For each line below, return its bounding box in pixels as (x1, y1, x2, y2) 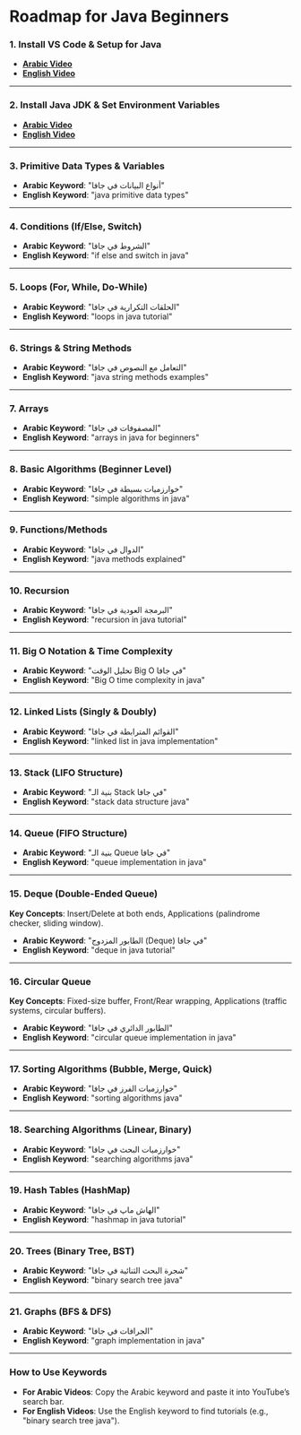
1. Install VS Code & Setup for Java (9, 39, 162, 51)
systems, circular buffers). (9, 1005, 107, 1016)
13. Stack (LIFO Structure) (9, 766, 124, 779)
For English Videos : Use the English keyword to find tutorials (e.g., (21, 1405, 269, 1416)
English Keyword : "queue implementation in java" (21, 857, 207, 868)
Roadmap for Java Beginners (9, 6, 229, 27)
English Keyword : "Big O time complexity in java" (21, 675, 206, 686)
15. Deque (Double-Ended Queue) (9, 887, 159, 900)
